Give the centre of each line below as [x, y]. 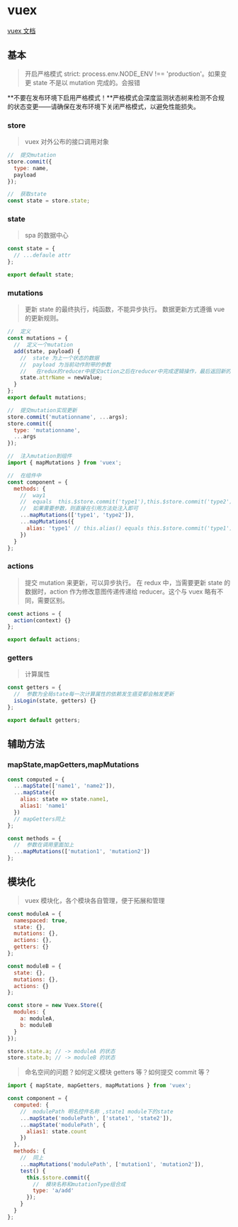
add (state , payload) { [47, 351]
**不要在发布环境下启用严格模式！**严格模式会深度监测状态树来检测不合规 [116, 97]
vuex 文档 [22, 30]
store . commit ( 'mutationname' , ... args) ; [68, 417]
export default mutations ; [47, 398]
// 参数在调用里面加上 [44, 845]
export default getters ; [44, 720]
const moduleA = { [34, 914]
